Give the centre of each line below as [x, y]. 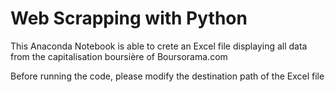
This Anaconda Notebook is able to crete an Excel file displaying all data [159, 46]
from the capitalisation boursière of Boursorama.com [119, 56]
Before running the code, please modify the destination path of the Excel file [167, 76]
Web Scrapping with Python [129, 18]
